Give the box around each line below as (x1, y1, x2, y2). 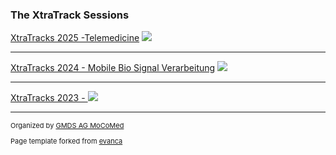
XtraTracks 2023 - (10, 92, 86, 104)
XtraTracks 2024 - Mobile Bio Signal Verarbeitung (10, 62, 216, 74)
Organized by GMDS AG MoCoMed (10, 121, 125, 131)
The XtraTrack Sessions (10, 8, 130, 22)
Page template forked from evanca (10, 136, 123, 147)
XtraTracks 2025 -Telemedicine (10, 32, 140, 44)
